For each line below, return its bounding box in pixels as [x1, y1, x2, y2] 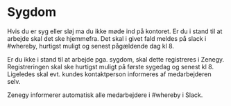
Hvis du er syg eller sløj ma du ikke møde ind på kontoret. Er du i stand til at [7, 27, 223, 35]
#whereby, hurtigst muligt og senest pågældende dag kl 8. [7, 42, 175, 50]
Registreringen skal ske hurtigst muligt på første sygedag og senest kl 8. [7, 62, 214, 71]
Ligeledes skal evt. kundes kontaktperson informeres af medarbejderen [7, 70, 212, 78]
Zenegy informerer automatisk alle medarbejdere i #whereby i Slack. [7, 91, 203, 99]
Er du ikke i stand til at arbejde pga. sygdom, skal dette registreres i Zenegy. [7, 55, 225, 63]
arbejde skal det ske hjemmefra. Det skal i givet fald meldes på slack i [7, 34, 207, 42]
